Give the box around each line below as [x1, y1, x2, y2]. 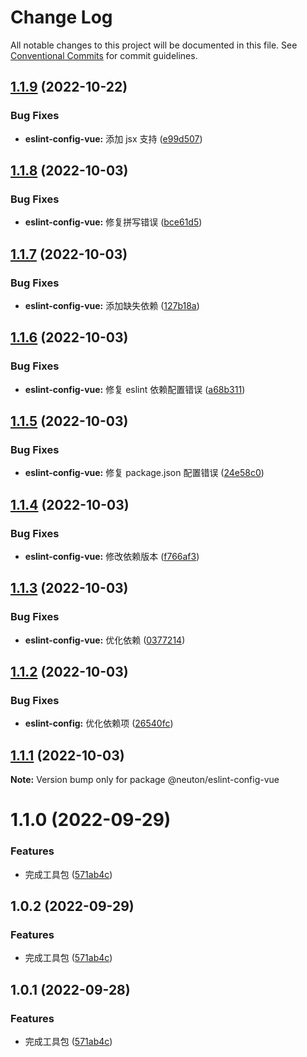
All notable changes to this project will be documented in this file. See [10, 39, 298, 51]
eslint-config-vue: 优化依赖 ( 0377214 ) [24, 634, 186, 646]
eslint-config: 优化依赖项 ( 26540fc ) [24, 717, 174, 730]
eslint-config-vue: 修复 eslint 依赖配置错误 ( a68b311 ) [24, 383, 246, 395]
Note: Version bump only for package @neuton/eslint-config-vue [10, 774, 280, 786]
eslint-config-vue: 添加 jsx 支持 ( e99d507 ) [24, 132, 203, 145]
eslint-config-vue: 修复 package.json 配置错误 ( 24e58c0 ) [24, 467, 265, 479]
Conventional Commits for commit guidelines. [10, 49, 198, 61]
